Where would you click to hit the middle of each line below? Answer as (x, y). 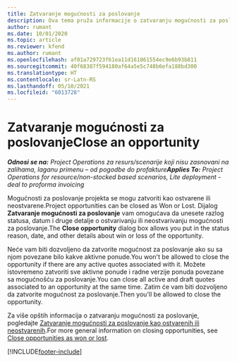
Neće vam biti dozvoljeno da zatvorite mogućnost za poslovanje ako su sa (115, 249)
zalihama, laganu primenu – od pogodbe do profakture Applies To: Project (115, 169)
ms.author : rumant (34, 54)
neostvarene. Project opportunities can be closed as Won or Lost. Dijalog (113, 206)
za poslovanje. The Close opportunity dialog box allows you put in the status (119, 228)
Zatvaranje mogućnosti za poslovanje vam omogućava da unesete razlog (116, 213)
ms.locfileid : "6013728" (44, 92)
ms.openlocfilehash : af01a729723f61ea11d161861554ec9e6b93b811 (102, 60)
